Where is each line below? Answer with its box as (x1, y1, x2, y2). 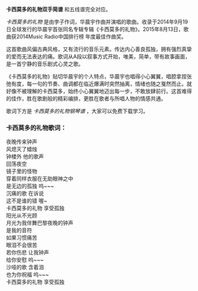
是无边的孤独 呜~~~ (6, 182, 54, 189)
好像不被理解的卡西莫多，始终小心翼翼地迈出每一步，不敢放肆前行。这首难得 (6, 88, 192, 94)
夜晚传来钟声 (6, 138, 37, 145)
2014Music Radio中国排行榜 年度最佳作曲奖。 (16, 33, 127, 40)
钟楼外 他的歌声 (6, 153, 44, 160)
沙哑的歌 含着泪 (6, 264, 44, 271)
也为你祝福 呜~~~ (6, 271, 49, 278)
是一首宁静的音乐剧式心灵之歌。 (6, 60, 84, 67)
